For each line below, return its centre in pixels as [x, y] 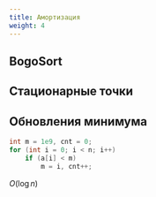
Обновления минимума [78, 121]
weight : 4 [27, 26]
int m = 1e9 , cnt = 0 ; [51, 142]
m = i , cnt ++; [67, 166]
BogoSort [36, 61]
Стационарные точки [71, 91]
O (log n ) [23, 183]
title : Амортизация [45, 17]
